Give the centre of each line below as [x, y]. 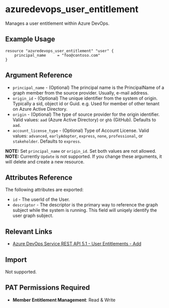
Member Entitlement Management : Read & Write [64, 300]
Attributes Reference [39, 177]
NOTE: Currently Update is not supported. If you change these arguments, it [84, 156]
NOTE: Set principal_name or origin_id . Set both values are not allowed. [81, 151]
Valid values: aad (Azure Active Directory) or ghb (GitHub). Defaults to [84, 119]
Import [16, 260]
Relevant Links [29, 231]
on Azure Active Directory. [40, 109]
